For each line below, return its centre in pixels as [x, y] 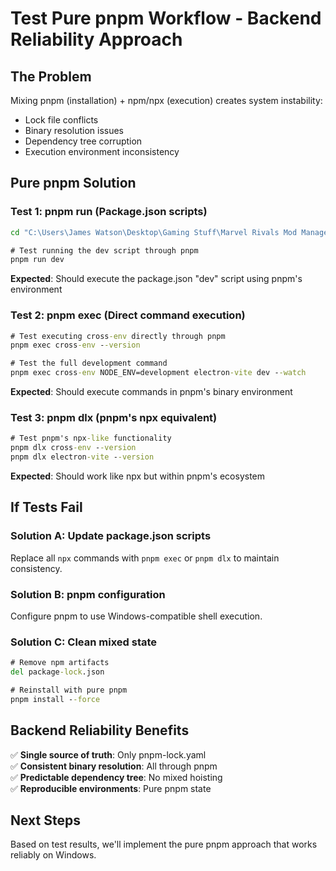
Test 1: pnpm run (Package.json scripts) [109, 212]
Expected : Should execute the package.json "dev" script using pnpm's [156, 279]
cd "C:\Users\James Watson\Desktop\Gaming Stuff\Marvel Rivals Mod [154, 232]
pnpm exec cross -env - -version [75, 345]
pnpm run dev [37, 260]
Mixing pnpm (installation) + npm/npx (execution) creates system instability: [166, 100]
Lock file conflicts [61, 120]
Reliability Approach [96, 39]
